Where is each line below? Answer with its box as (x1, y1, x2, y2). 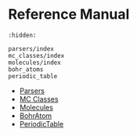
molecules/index (8, 59, 61, 66)
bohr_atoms (8, 65, 44, 73)
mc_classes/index (8, 52, 65, 59)
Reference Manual (8, 5, 130, 23)
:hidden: (8, 31, 37, 39)
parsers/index (8, 45, 55, 52)
